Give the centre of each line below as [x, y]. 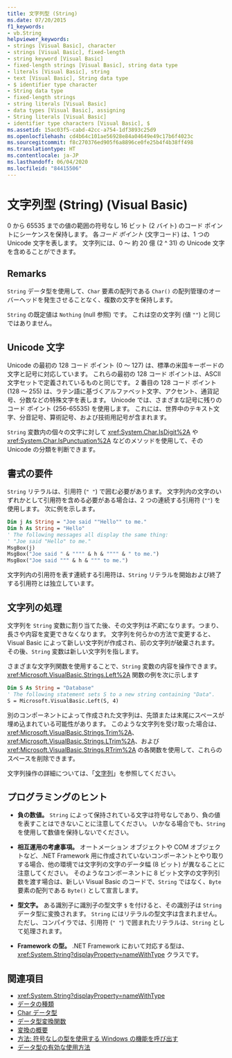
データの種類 [35, 1004]
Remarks [27, 274]
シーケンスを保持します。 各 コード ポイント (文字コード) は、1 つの [114, 234]
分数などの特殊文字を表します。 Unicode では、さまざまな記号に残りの [121, 400]
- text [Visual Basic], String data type [68, 78]
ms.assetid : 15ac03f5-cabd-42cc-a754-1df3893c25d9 [82, 130]
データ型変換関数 [42, 1021]
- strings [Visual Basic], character [62, 46]
